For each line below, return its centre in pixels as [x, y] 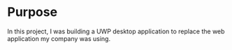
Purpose [32, 12]
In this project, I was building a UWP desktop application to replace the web [116, 31]
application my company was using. [59, 38]
